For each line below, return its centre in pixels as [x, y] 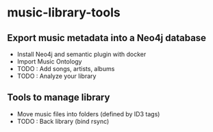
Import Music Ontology [49, 62]
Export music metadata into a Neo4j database [107, 38]
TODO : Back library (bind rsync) [63, 121]
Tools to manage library [59, 97]
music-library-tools [64, 13]
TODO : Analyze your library [57, 76]
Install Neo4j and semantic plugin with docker [82, 54]
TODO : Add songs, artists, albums [66, 69]
